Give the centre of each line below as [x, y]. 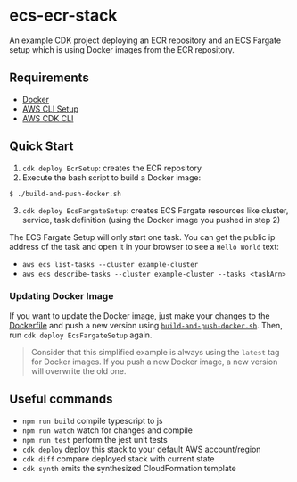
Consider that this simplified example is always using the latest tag [155, 352]
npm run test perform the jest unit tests [95, 439]
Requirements [49, 78]
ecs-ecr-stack [63, 16]
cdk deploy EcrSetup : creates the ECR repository [112, 168]
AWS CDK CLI [48, 118]
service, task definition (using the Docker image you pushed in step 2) [151, 220]
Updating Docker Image [62, 296]
